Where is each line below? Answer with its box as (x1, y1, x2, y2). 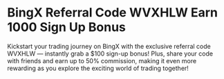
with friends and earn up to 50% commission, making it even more (7, 56, 197, 65)
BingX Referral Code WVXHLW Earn (7, 5, 218, 21)
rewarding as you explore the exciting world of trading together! (7, 64, 189, 72)
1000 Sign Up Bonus (7, 19, 127, 35)
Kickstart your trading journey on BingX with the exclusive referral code (7, 42, 211, 50)
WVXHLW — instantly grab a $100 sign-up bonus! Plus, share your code (7, 49, 213, 58)
